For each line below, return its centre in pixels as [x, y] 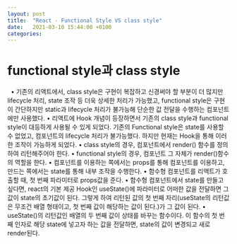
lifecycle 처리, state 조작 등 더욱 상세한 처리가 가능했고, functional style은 [110, 100]
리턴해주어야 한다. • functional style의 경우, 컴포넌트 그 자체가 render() [119, 153]
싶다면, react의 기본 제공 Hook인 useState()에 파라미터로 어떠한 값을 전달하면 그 [118, 189]
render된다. [24, 233]
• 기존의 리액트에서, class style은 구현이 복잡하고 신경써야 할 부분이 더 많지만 [117, 92]
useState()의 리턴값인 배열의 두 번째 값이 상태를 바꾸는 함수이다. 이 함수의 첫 [113, 216]
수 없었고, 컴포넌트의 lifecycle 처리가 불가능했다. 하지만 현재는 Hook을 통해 [110, 136]
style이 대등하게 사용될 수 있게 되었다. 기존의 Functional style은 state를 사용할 [116, 127]
